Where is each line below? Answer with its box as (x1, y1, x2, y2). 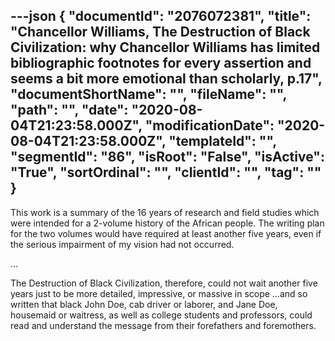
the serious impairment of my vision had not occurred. (10, 238, 235, 250)
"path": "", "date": (10, 102, 129, 119)
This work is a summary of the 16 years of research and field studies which (10, 206, 320, 218)
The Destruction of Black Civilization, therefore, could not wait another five (10, 277, 318, 289)
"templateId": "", (168, 133, 277, 150)
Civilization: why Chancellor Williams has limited (10, 39, 321, 56)
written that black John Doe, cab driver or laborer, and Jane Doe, (10, 298, 278, 310)
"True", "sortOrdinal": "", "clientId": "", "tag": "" (10, 164, 322, 181)
